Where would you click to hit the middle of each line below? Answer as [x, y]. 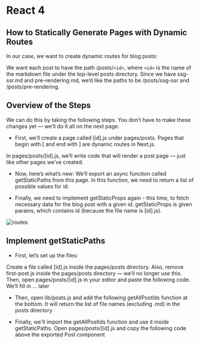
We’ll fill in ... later [28, 286]
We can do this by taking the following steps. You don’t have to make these [99, 119]
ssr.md [15, 80]
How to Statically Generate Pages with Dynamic [97, 33]
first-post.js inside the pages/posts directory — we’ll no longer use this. [94, 273]
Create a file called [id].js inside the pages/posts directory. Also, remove [95, 267]
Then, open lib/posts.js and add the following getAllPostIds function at [101, 297]
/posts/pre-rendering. [33, 87]
